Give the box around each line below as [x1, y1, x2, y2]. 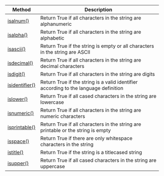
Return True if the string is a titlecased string [40, 149, 143, 155]
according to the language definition [40, 85, 123, 91]
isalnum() [7, 18, 29, 24]
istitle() [7, 149, 24, 155]
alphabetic [40, 35, 65, 41]
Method [12, 6, 31, 13]
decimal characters [40, 63, 84, 69]
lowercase [40, 99, 64, 106]
